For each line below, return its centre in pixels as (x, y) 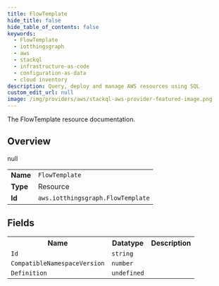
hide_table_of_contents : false (53, 27)
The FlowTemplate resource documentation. (71, 119)
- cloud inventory (41, 79)
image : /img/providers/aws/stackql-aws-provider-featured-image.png (110, 100)
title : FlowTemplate (38, 14)
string (123, 254)
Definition (29, 273)
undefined (128, 273)
